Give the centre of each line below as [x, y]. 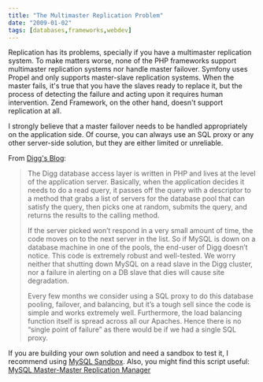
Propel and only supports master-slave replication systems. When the [121, 78]
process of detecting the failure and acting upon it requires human [116, 95]
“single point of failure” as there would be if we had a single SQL [132, 330]
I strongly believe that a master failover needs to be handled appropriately [128, 126]
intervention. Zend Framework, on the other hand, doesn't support [115, 102]
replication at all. [35, 111]
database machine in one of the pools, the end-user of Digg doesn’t [137, 247]
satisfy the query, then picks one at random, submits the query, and [137, 207]
